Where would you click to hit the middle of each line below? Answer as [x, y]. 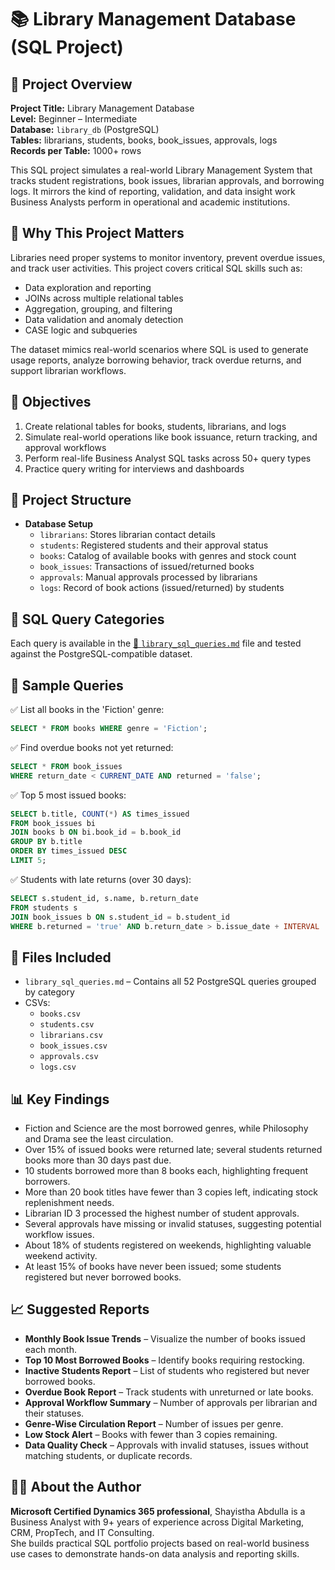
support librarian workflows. [68, 370]
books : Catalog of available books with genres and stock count [168, 556]
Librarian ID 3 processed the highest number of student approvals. [162, 1213]
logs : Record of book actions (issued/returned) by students [162, 588]
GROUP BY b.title [46, 842]
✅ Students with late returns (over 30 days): [101, 879]
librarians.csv [71, 1036]
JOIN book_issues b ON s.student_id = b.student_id [120, 917]
